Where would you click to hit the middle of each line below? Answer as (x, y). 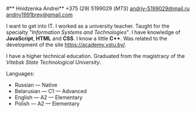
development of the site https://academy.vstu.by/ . (66, 44)
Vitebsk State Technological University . (54, 62)
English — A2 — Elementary (48, 97)
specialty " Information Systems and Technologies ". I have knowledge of (93, 32)
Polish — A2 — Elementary (47, 104)
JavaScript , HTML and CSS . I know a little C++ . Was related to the (87, 38)
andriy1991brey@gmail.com (40, 15)
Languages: (20, 73)
